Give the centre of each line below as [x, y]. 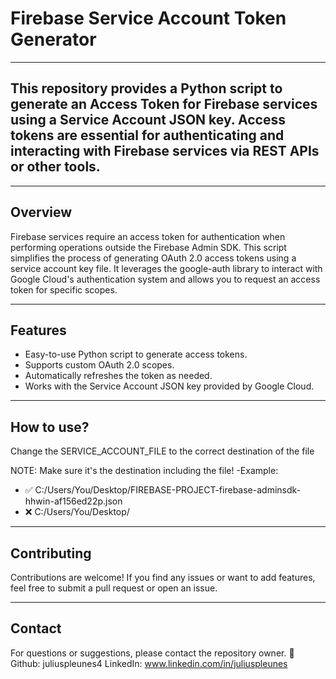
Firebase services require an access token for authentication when [148, 236]
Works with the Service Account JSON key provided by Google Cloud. [169, 386]
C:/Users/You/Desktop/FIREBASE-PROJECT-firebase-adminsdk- [168, 490]
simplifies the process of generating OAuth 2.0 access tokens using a [153, 258]
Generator [53, 39]
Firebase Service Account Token [148, 18]
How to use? [50, 427]
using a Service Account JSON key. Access [148, 120]
